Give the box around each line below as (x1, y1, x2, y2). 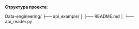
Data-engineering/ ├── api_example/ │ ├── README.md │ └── (5, 14, 134, 19)
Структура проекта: (5, 4, 48, 10)
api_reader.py (5, 19, 32, 24)
